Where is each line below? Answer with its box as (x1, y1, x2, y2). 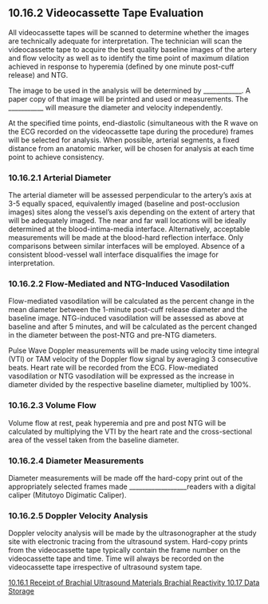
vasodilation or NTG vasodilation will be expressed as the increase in (8, 371, 235, 381)
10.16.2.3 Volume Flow (8, 400, 97, 411)
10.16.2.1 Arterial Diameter (8, 172, 112, 183)
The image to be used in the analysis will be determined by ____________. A (8, 86, 251, 95)
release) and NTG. (8, 70, 69, 79)
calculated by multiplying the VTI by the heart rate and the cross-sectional (8, 426, 253, 436)
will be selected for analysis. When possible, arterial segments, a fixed (8, 135, 239, 145)
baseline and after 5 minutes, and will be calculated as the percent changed (8, 322, 258, 331)
